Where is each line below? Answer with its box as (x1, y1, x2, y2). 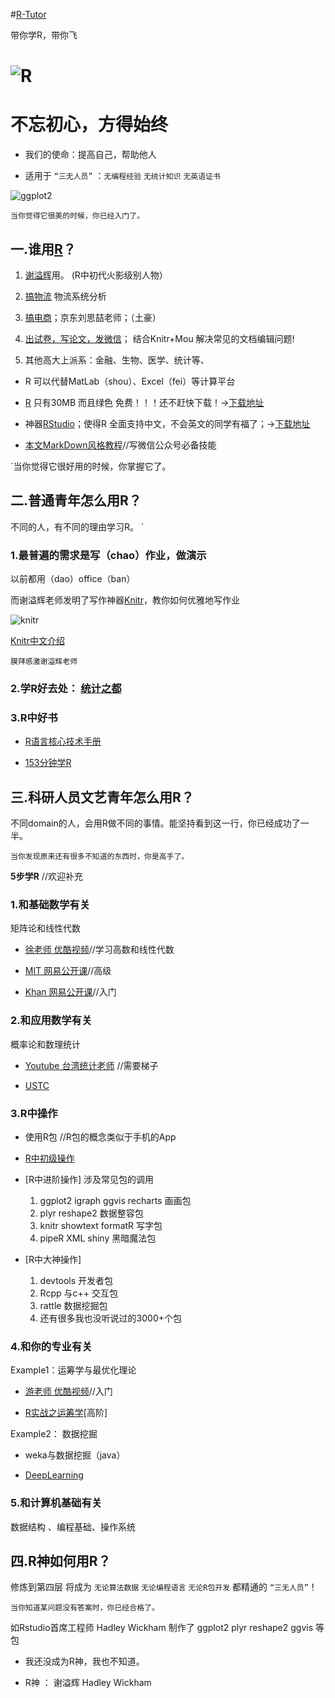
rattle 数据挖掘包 (39, 1299, 108, 1311)
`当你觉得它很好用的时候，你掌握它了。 (10, 460, 172, 472)
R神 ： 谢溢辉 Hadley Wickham (24, 1677, 152, 1689)
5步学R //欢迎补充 (10, 870, 83, 883)
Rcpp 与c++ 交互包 (39, 1287, 118, 1299)
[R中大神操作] (24, 1253, 82, 1265)
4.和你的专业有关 (10, 1339, 93, 1353)
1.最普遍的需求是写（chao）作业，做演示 (10, 548, 207, 562)
